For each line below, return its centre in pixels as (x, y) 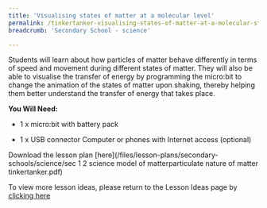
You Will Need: (33, 109)
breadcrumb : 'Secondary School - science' (79, 30)
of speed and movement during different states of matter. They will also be (130, 68)
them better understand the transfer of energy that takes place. (112, 94)
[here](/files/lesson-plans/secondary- (157, 155)
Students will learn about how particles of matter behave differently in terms (133, 60)
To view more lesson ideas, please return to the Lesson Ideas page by (123, 187)
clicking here (29, 196)
